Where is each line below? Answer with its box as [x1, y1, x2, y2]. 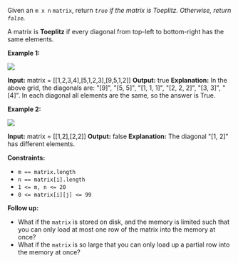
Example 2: [7, 105, 41, 113]
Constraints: [7, 153, 46, 162]
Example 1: [7, 49, 41, 57]
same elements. [7, 35, 54, 43]
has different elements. [7, 140, 76, 148]
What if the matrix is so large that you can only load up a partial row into [17, 240, 230, 249]
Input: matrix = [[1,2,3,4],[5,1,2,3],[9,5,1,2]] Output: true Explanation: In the [7, 76, 228, 84]
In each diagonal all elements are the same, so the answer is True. [21, 91, 216, 99]
